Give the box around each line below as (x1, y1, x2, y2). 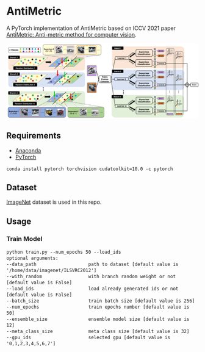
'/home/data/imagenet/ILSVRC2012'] (6, 267, 97, 274)
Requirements (6, 131, 61, 141)
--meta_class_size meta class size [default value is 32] (6, 328, 190, 335)
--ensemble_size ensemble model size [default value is (6, 316, 190, 323)
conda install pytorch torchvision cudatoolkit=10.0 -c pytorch (6, 166, 173, 172)
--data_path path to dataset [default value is (6, 261, 179, 268)
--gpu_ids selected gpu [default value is (6, 334, 171, 341)
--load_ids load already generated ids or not (6, 286, 179, 292)
